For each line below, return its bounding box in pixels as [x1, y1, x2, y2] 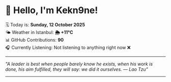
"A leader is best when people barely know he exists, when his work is [5, 61, 153, 67]
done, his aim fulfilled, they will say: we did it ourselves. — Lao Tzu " [5, 66, 149, 72]
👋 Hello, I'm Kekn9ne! [5, 5, 98, 16]
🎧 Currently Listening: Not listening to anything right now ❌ [5, 44, 131, 50]
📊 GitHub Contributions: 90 [5, 36, 64, 43]
